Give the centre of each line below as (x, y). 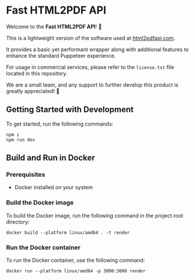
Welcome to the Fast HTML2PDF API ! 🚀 (54, 27)
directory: (18, 222)
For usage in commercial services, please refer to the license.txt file (90, 67)
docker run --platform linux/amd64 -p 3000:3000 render (76, 271)
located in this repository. (37, 73)
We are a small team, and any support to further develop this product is (92, 85)
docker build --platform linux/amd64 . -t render (68, 233)
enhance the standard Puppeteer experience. (61, 55)
